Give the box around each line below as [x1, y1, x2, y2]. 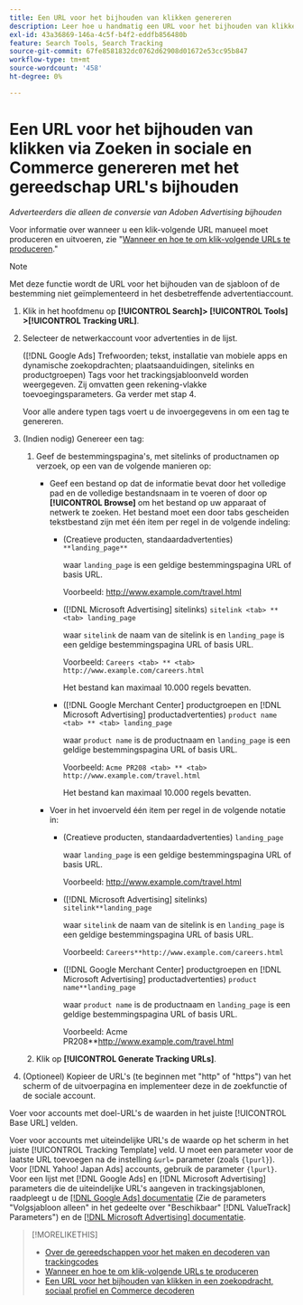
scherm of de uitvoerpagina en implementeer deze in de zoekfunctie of [22, 1080, 288, 1091]
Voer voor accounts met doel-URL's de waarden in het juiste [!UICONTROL [9, 1107, 287, 1118]
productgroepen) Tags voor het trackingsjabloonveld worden [22, 369, 250, 380]
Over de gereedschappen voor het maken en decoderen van [44, 1246, 271, 1257]
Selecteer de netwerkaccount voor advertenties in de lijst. [22, 332, 238, 344]
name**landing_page [62, 983, 137, 992]
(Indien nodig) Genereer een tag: [22, 433, 144, 444]
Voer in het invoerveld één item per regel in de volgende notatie [49, 804, 287, 815]
